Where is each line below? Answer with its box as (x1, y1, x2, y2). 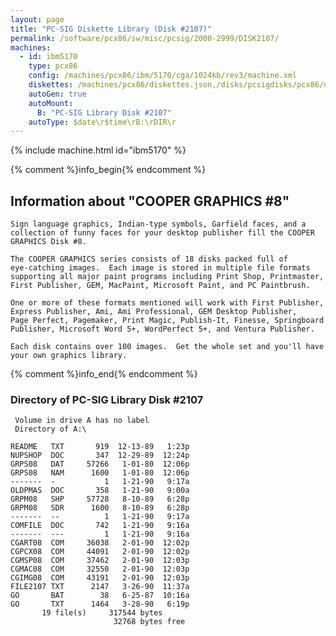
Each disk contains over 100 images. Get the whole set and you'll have (10, 342, 325, 352)
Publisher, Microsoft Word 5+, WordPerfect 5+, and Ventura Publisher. (10, 324, 315, 335)
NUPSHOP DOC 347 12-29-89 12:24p (10, 451, 190, 461)
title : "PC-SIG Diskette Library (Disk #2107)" (10, 24, 213, 34)
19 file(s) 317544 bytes (41, 608, 163, 618)
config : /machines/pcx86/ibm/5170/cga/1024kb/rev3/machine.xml (28, 71, 298, 81)
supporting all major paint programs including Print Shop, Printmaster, (10, 272, 325, 282)
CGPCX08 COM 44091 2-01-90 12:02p (10, 547, 190, 557)
